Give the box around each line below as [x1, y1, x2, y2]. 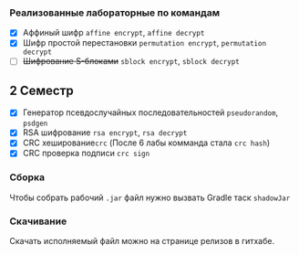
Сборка [9, 171, 46, 184]
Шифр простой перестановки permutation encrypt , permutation [22, 37, 267, 48]
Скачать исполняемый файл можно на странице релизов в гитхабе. [9, 236, 275, 247]
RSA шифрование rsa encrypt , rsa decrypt [22, 127, 188, 138]
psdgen [22, 119, 48, 129]
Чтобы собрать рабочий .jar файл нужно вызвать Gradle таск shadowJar [9, 192, 291, 203]
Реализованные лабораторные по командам [9, 6, 221, 19]
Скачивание [9, 215, 67, 228]
